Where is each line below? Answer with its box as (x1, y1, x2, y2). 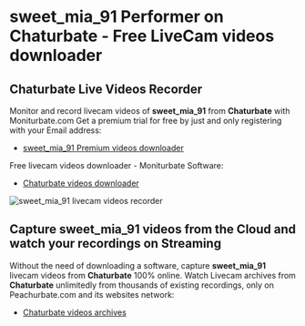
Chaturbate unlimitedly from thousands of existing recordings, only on (9, 280, 275, 290)
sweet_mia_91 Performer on (9, 6, 225, 27)
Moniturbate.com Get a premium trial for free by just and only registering (9, 116, 282, 126)
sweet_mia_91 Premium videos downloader (22, 143, 184, 153)
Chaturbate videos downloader (22, 178, 139, 188)
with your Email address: (9, 125, 102, 136)
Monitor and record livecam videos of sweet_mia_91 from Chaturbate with (9, 106, 290, 116)
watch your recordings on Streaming (9, 236, 221, 251)
